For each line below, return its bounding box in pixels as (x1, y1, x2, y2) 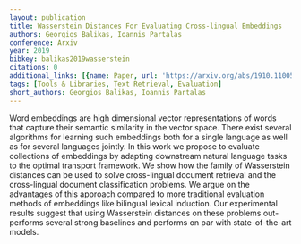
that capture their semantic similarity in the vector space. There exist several (9, 122, 292, 132)
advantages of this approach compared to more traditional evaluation (9, 189, 265, 199)
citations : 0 (9, 63, 58, 72)
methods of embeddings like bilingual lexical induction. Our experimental (9, 198, 278, 208)
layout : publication (9, 13, 87, 22)
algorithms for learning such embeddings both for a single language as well (9, 131, 288, 142)
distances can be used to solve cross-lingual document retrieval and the (9, 169, 276, 180)
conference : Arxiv (9, 38, 78, 47)
